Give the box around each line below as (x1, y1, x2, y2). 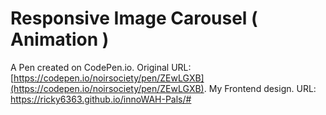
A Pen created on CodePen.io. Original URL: (10, 61, 192, 73)
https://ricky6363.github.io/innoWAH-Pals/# (10, 93, 192, 105)
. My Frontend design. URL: (203, 82, 317, 94)
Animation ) (10, 28, 110, 51)
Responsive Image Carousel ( (10, 7, 258, 30)
